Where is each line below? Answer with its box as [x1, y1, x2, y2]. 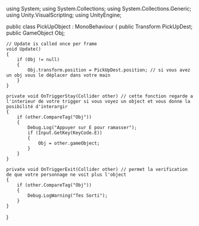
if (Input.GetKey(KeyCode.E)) [27, 130, 102, 136]
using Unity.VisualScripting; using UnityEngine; [6, 11, 122, 19]
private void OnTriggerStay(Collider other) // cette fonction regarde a [6, 93, 194, 99]
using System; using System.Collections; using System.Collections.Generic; [6, 5, 192, 12]
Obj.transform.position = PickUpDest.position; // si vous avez [27, 67, 191, 73]
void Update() [6, 46, 42, 52]
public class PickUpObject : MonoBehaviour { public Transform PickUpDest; [6, 23, 192, 30]
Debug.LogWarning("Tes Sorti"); [27, 193, 108, 198]
